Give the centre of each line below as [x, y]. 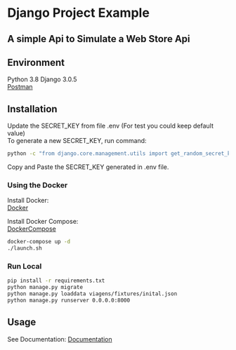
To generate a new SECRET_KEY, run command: [77, 141]
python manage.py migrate [45, 288]
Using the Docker [38, 185]
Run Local [25, 267]
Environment [36, 62]
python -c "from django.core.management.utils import [88, 154]
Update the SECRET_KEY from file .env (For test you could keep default [111, 126]
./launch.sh [25, 248]
